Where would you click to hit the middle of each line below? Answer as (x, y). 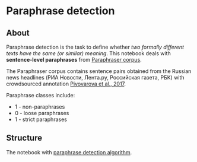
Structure (24, 138)
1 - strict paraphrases (41, 119)
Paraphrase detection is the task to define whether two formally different (95, 47)
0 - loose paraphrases (42, 113)
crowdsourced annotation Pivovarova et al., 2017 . (66, 84)
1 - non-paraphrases (40, 107)
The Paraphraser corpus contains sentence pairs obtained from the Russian (99, 71)
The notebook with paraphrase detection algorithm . (69, 152)
